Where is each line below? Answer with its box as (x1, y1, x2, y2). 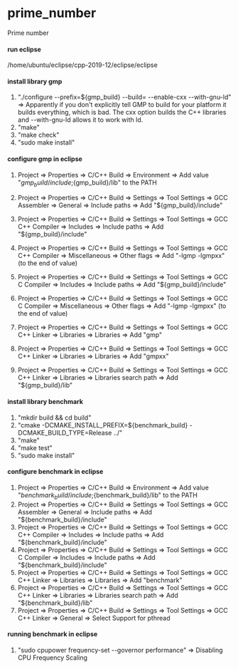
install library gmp (7, 77, 63, 85)
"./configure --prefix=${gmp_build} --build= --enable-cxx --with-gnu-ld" (17, 93, 232, 101)
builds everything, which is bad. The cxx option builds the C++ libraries (17, 108, 227, 117)
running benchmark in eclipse (7, 630, 98, 638)
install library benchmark (7, 397, 84, 405)
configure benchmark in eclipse (7, 467, 104, 476)
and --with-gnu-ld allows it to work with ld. (17, 115, 144, 124)
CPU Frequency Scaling (17, 653, 87, 662)
